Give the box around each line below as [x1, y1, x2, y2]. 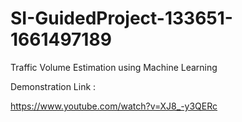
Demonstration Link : [10, 80, 97, 92]
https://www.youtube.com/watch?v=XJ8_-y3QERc [10, 100, 218, 112]
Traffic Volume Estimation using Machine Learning [10, 61, 218, 73]
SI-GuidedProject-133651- [10, 7, 233, 30]
